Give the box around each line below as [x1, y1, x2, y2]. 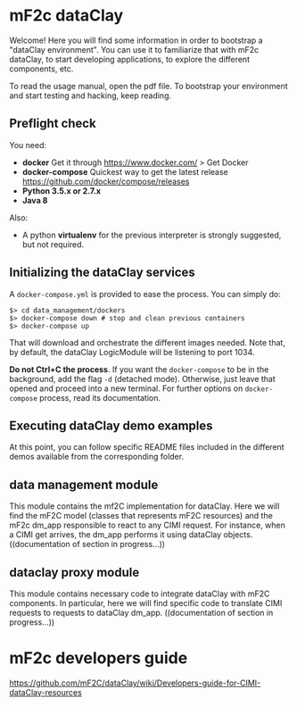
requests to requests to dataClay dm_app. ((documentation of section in [9, 608, 274, 618]
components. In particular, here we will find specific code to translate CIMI [9, 598, 283, 608]
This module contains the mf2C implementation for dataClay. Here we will [9, 501, 280, 511]
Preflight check [9, 116, 96, 131]
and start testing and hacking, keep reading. [9, 90, 172, 101]
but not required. [21, 238, 85, 250]
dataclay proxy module [9, 564, 140, 580]
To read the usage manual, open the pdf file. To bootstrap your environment [9, 80, 288, 91]
